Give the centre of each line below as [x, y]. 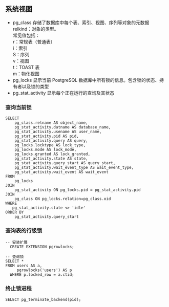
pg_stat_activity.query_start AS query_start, [65, 163]
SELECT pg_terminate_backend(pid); [43, 299]
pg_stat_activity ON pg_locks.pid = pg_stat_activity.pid [78, 190]
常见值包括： [26, 35]
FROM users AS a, [24, 266]
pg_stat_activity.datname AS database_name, [63, 127]
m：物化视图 [26, 74]
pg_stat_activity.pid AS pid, [47, 136]
